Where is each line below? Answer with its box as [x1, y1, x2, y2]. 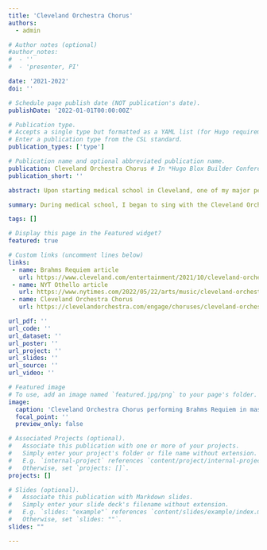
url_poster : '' [8, 339, 59, 347]
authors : [8, 19, 37, 27]
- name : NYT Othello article [11, 281, 109, 289]
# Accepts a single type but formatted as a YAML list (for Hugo [8, 128, 229, 136]
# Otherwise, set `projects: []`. [8, 464, 130, 472]
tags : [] [8, 215, 37, 223]
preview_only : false [15, 420, 83, 428]
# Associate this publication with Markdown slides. [8, 494, 194, 502]
